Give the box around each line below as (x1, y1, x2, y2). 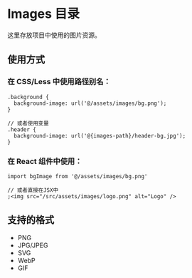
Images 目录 (7, 6, 80, 22)
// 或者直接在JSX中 (7, 186, 59, 194)
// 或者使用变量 (7, 120, 49, 127)
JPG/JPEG (17, 241, 48, 249)
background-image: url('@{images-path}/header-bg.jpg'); (14, 132, 186, 139)
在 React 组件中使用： (7, 156, 82, 166)
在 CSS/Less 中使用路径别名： (7, 77, 112, 87)
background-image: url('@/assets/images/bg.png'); (14, 100, 167, 107)
